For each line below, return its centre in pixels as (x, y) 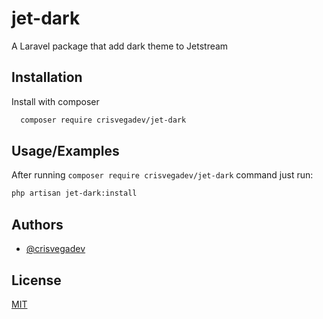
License (36, 280)
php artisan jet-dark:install (74, 193)
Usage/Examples (65, 151)
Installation (47, 77)
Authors (37, 224)
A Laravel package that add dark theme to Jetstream (120, 46)
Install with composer (55, 101)
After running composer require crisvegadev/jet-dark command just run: (162, 175)
